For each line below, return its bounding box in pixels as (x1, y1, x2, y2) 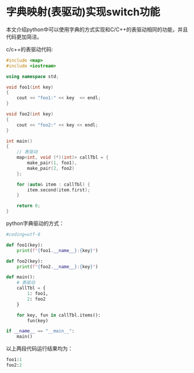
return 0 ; (16, 203, 41, 209)
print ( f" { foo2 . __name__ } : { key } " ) (16, 264, 98, 270)
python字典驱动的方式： (6, 220, 64, 227)
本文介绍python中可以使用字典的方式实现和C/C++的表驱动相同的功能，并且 (6, 26, 188, 33)
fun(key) (27, 318, 49, 324)
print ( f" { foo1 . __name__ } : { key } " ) (16, 247, 98, 253)
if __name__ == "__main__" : (6, 328, 75, 334)
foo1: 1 (6, 357, 22, 363)
